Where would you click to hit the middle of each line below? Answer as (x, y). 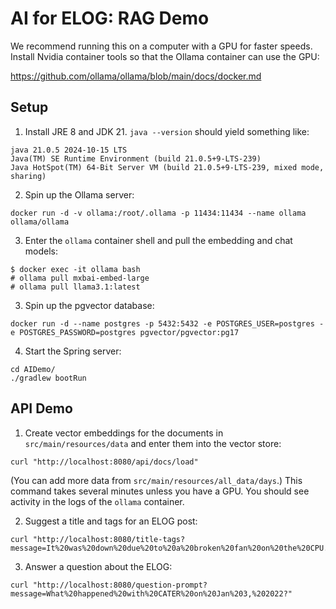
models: (41, 251)
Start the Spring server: (73, 351)
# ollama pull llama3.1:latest (75, 287)
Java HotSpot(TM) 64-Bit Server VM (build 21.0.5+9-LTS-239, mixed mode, (167, 167)
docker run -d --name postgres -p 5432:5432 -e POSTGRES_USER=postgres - (167, 323)
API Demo (41, 408)
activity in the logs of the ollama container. (97, 501)
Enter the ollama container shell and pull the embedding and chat (158, 240)
